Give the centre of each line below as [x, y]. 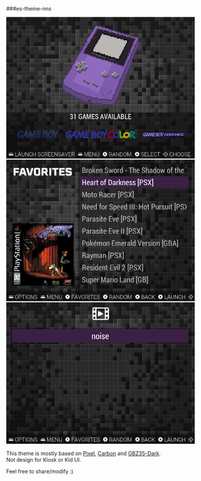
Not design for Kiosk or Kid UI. [44, 460]
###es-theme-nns [29, 9]
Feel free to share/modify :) [40, 471]
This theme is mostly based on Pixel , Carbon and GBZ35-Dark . [83, 453]
